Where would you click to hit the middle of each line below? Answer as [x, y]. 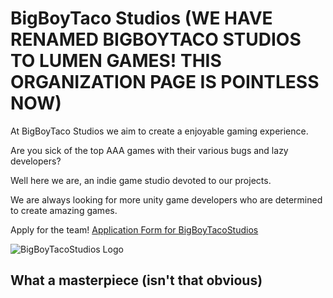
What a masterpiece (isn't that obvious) [136, 280]
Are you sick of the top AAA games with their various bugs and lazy [149, 150]
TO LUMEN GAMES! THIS [116, 61]
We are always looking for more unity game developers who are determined [166, 199]
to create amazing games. [64, 210]
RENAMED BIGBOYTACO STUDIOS [156, 39]
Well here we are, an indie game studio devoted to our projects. [141, 180]
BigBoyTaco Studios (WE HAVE [141, 18]
